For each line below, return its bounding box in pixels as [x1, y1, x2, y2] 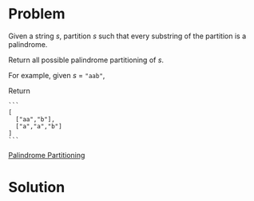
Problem [8, 5, 65, 23]
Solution [8, 179, 65, 196]
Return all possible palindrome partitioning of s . [8, 55, 165, 65]
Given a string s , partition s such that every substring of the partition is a [8, 31, 246, 41]
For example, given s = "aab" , [8, 70, 105, 80]
